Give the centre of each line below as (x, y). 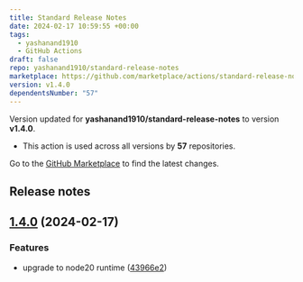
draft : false (34, 59)
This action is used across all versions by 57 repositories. (129, 146)
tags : (19, 34)
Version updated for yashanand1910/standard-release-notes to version (144, 119)
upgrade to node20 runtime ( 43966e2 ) (95, 268)
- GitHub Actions (50, 51)
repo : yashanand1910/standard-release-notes (94, 68)
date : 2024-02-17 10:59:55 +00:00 (74, 26)
